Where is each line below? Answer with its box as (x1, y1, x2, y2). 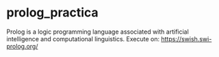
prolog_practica (6, 5, 99, 21)
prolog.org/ (6, 42, 38, 50)
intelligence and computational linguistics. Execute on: (6, 34, 160, 43)
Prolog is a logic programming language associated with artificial (6, 27, 189, 36)
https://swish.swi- (161, 34, 212, 43)
